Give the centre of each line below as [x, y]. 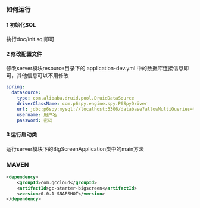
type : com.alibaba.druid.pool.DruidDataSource [76, 98]
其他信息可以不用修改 [43, 76]
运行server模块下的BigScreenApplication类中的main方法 [75, 149]
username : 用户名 [37, 114]
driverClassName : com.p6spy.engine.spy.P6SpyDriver [82, 103]
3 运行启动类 [22, 135]
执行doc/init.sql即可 [30, 39]
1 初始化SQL [21, 24]
